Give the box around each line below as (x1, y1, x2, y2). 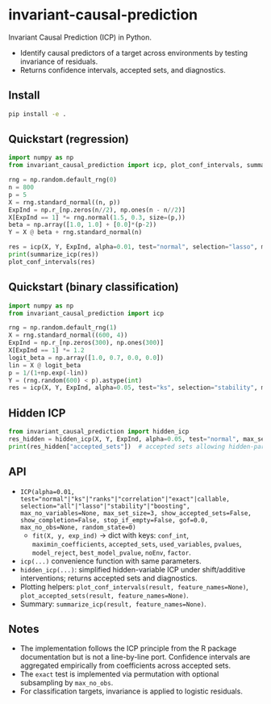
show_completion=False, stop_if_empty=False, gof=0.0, (19, 516, 209, 524)
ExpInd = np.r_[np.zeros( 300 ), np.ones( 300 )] (8, 339, 164, 347)
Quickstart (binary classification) (8, 280, 179, 294)
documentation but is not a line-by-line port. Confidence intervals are (19, 652, 251, 662)
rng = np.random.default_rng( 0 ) (8, 176, 117, 184)
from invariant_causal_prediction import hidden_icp (8, 428, 190, 436)
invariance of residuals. (19, 57, 98, 66)
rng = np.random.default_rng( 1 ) (8, 324, 117, 332)
